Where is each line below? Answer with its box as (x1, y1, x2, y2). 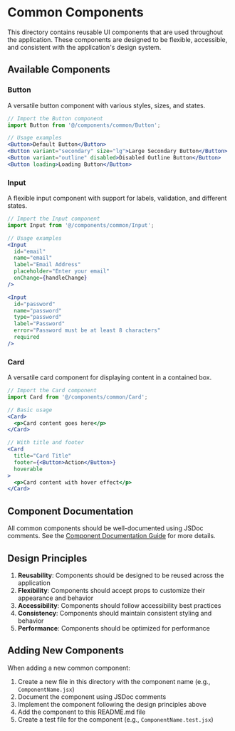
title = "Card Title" (14, 453, 72, 460)
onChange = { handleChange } (14, 275, 88, 282)
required (14, 334, 40, 341)
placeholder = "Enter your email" (14, 268, 110, 275)
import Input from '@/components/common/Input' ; (7, 221, 155, 228)
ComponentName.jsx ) (17, 685, 75, 693)
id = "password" (14, 300, 56, 307)
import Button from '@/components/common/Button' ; (7, 122, 161, 129)
